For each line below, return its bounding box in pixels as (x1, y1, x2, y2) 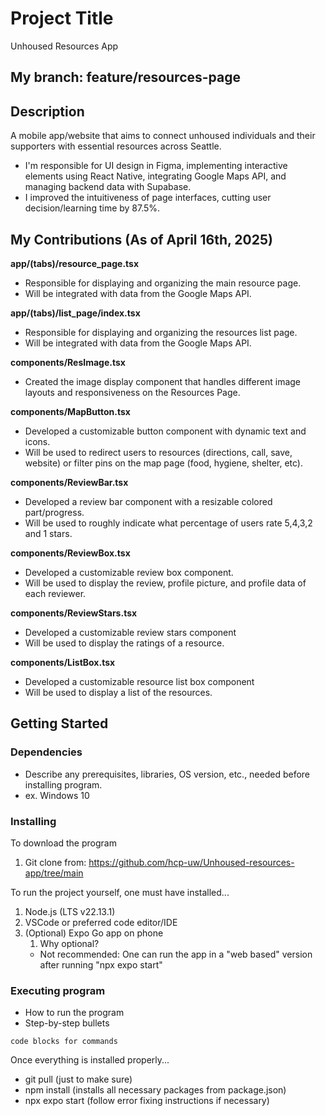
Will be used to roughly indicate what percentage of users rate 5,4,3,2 (24, 517, 313, 529)
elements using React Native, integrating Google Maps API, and (24, 170, 287, 182)
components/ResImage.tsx (10, 356, 126, 368)
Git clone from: (24, 856, 87, 868)
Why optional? (39, 937, 100, 949)
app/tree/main (24, 867, 84, 879)
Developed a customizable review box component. (24, 566, 234, 578)
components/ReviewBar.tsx (10, 476, 129, 488)
